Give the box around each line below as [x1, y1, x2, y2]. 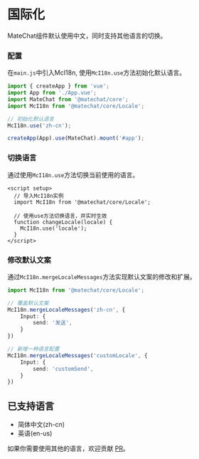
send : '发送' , [33, 320, 72, 327]
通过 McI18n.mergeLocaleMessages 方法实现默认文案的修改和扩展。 [7, 272, 197, 281]
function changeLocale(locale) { [14, 218, 113, 226]
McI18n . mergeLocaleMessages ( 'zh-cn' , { [7, 306, 126, 313]
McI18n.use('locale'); [20, 225, 87, 232]
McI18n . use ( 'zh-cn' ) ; [7, 122, 72, 129]
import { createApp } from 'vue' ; [7, 83, 110, 90]
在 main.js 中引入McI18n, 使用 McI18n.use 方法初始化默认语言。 [7, 68, 186, 77]
